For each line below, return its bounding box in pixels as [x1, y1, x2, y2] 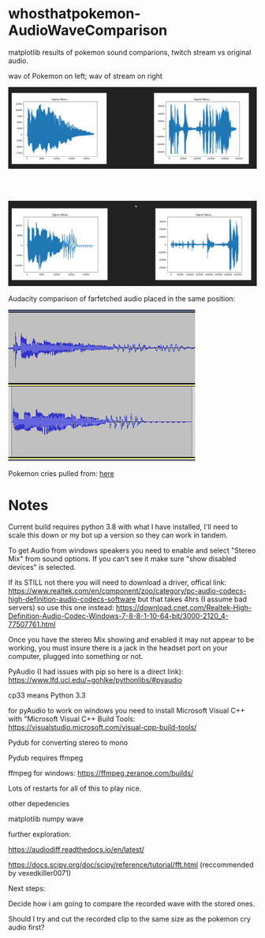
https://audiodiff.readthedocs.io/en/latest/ [8, 845, 144, 854]
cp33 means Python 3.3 [8, 690, 86, 700]
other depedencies [8, 799, 70, 809]
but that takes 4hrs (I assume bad [137, 594, 247, 604]
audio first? [8, 923, 45, 932]
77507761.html [8, 620, 56, 629]
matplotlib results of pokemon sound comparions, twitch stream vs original [8, 47, 252, 57]
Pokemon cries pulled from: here [8, 468, 114, 478]
